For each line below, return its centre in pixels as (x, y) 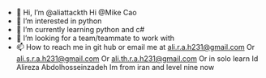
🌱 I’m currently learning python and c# (80, 29)
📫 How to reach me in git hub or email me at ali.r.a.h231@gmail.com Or (135, 47)
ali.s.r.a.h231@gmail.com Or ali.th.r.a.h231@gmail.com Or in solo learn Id (137, 59)
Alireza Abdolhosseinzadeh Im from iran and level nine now (115, 67)
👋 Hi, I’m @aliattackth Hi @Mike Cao (76, 12)
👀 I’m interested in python (59, 21)
